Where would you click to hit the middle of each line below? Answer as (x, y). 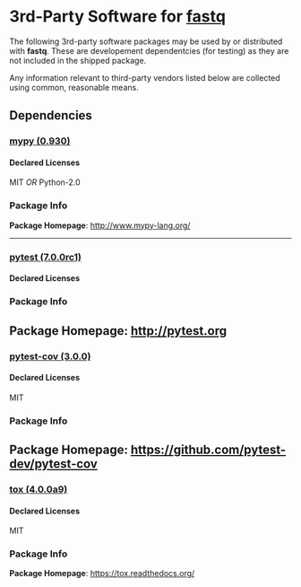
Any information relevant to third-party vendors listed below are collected (145, 77)
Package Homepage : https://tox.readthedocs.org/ (102, 574)
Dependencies (51, 115)
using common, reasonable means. (74, 87)
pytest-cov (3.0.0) (50, 356)
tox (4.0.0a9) (39, 489)
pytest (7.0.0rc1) (46, 257)
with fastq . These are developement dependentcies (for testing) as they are (149, 50)
